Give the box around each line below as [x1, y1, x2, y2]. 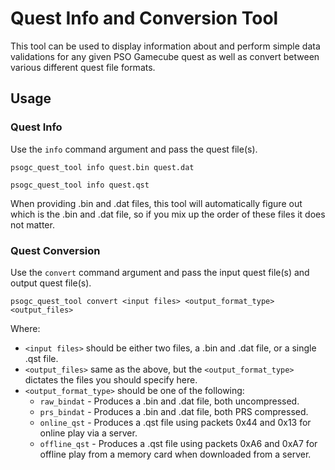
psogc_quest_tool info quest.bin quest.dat [10, 162, 195, 172]
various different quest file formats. [10, 61, 156, 73]
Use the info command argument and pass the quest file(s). [10, 143, 258, 155]
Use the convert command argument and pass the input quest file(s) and [10, 266, 310, 278]
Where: [10, 322, 41, 334]
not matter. [10, 218, 55, 231]
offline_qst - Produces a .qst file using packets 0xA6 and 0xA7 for [39, 437, 318, 449]
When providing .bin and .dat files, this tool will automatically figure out [10, 197, 303, 209]
